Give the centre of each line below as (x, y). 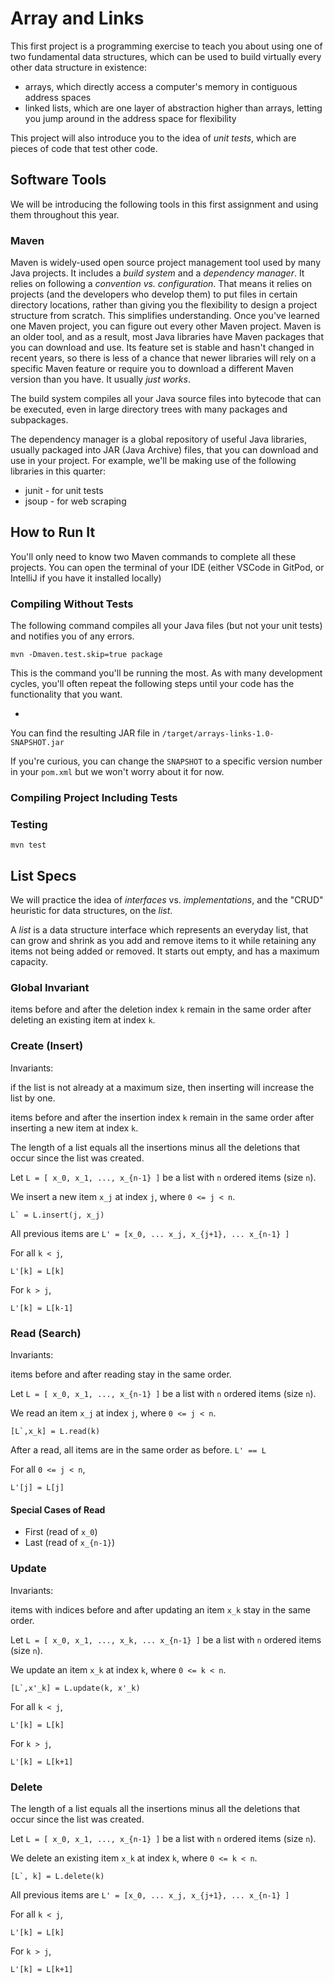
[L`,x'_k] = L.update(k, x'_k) (75, 1688)
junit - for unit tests (64, 491)
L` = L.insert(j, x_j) (57, 1215)
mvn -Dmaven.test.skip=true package (86, 655)
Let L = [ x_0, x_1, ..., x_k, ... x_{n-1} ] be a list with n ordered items (166, 1639)
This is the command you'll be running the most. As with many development (166, 673)
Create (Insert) (47, 1046)
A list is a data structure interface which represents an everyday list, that (159, 930)
